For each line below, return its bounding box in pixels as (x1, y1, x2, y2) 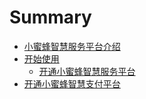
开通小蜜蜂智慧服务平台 (38, 65, 136, 77)
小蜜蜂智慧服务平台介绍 (23, 40, 121, 52)
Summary (9, 6, 92, 29)
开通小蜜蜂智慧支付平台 (23, 77, 121, 90)
